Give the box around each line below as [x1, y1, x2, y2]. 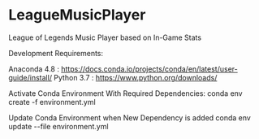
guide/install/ [8, 72, 53, 82]
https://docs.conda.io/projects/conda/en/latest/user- [60, 63, 238, 74]
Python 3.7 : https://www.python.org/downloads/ [54, 72, 218, 82]
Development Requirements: [8, 48, 104, 58]
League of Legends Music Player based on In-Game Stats [8, 33, 201, 42]
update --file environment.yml [8, 121, 109, 131]
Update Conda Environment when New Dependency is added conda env [8, 112, 252, 123]
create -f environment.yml [8, 97, 96, 106]
